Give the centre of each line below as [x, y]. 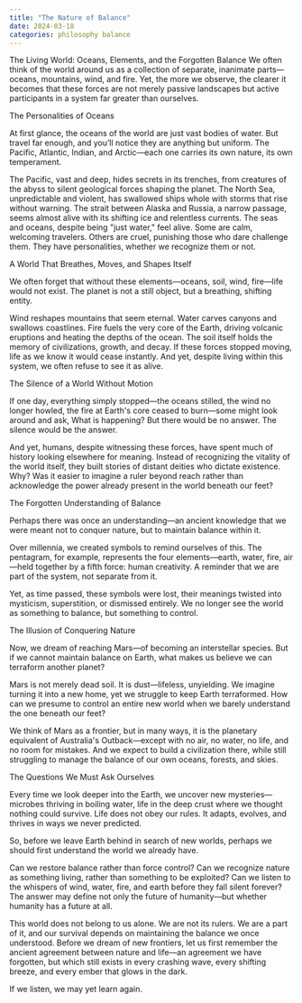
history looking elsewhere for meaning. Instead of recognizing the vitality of [150, 457]
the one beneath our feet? [58, 713]
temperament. [36, 162]
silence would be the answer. [64, 430]
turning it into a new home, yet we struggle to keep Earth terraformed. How [149, 695]
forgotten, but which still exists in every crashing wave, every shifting [138, 962]
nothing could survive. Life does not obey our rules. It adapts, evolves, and [148, 814]
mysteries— [251, 795]
